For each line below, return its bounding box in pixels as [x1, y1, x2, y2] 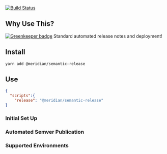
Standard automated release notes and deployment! [53, 33, 162, 39]
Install [5, 48, 25, 56]
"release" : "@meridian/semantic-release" [14, 98, 103, 103]
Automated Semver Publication [5, 128, 85, 135]
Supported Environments [5, 142, 69, 149]
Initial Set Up [5, 114, 38, 121]
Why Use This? [5, 19, 54, 28]
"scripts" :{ [10, 93, 36, 99]
